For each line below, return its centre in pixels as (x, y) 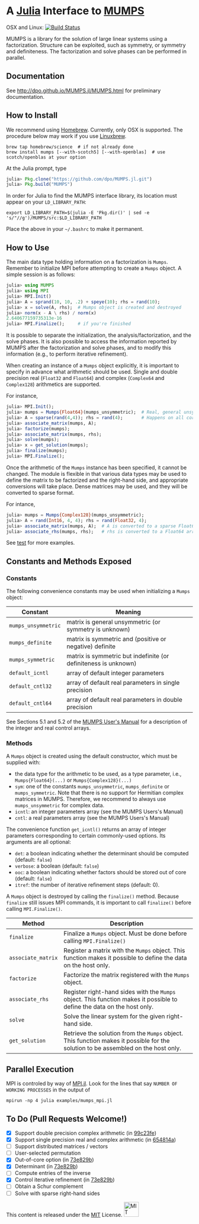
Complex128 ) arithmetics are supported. (53, 384)
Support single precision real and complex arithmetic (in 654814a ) (95, 1140)
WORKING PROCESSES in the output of (48, 1090)
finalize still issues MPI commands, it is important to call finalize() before (99, 903)
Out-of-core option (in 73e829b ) (54, 1160)
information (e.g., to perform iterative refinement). (67, 354)
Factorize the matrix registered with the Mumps (126, 975)
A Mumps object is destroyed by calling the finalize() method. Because (93, 896)
